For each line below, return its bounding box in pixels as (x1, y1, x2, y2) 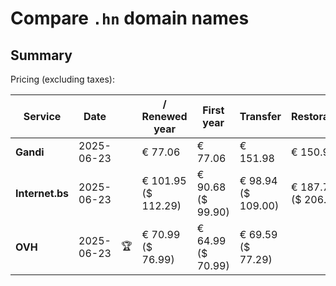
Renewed (141, 110, 188, 123)
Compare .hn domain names (10, 7, 250, 30)
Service (23, 110, 62, 123)
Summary (10, 47, 73, 64)
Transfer (239, 110, 282, 123)
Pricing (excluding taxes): (10, 73, 116, 85)
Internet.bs (15, 187, 70, 200)
